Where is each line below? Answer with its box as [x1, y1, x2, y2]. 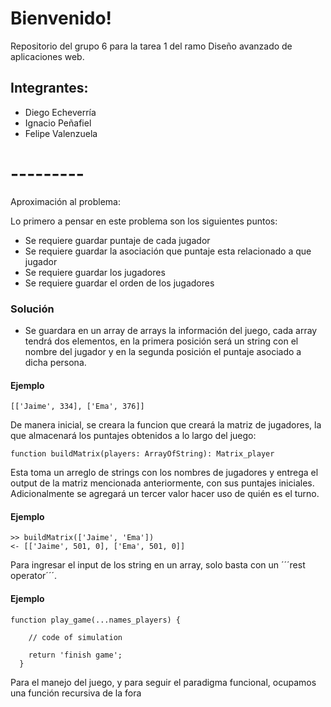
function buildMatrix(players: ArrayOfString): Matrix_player [10, 449, 275, 459]
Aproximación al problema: [10, 195, 121, 207]
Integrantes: [10, 80, 89, 97]
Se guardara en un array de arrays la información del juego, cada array [24, 324, 318, 336]
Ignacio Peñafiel [24, 117, 92, 129]
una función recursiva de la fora [10, 687, 142, 699]
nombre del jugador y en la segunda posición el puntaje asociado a [24, 345, 302, 357]
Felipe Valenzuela [24, 127, 98, 139]
